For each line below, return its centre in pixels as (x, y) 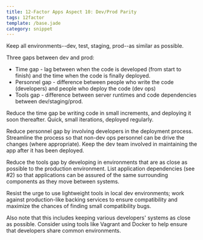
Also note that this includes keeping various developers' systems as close (98, 218)
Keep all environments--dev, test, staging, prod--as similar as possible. (95, 46)
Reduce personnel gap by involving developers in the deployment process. (100, 131)
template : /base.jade (34, 23)
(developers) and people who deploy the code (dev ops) (85, 89)
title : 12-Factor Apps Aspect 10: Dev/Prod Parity (72, 12)
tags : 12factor (25, 18)
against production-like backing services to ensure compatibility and (92, 199)
